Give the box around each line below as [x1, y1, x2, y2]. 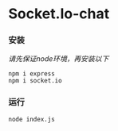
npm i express [8, 70, 56, 78]
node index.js [8, 115, 56, 123]
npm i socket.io [8, 77, 62, 85]
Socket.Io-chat [8, 5, 110, 23]
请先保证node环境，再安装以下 [8, 54, 109, 64]
